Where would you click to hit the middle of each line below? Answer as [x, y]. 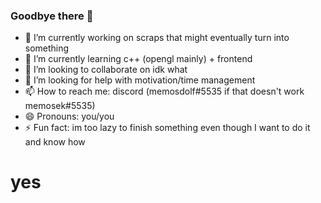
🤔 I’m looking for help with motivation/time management [140, 80]
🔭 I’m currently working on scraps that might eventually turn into [157, 38]
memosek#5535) [60, 106]
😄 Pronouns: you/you [69, 116]
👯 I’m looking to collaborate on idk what [106, 70]
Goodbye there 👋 [52, 16]
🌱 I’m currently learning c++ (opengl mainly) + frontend [138, 59]
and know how [55, 142]
